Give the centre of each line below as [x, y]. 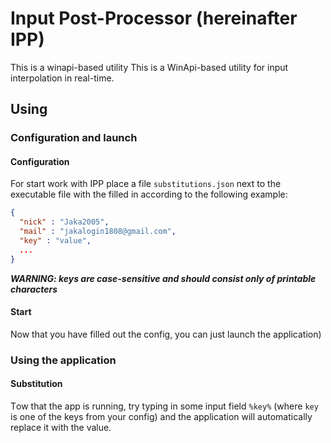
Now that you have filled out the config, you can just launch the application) [166, 334]
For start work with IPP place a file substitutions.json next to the [146, 184]
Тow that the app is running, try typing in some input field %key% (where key [164, 406]
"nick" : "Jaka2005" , [64, 222]
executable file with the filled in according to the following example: [149, 194]
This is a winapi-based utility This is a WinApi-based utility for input [149, 67]
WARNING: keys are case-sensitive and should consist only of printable [163, 278]
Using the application [63, 360]
